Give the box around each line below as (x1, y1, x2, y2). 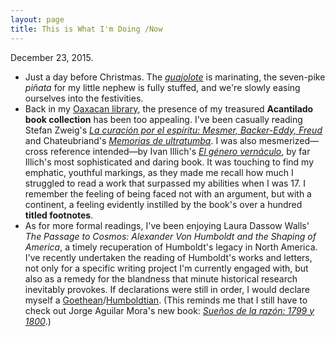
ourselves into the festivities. (24, 92, 144, 104)
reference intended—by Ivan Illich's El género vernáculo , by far (49, 145, 311, 157)
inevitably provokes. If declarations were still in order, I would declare (24, 283, 310, 295)
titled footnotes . (24, 209, 94, 221)
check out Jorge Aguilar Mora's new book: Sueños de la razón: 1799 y (24, 304, 315, 316)
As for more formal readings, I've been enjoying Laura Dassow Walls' (24, 219, 310, 231)
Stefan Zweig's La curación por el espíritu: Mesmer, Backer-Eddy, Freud (24, 124, 323, 136)
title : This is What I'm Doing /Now (10, 24, 163, 34)
